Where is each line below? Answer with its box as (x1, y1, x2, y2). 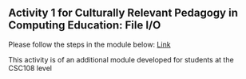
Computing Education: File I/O (8, 19, 161, 32)
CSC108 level (8, 63, 52, 73)
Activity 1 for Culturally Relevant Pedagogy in (8, 6, 238, 20)
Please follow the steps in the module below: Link (8, 39, 171, 49)
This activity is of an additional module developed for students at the (8, 55, 234, 64)
